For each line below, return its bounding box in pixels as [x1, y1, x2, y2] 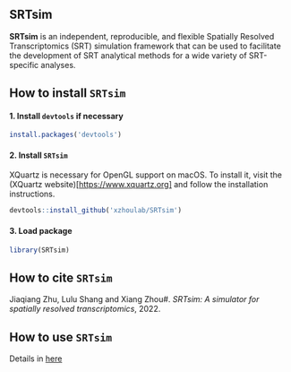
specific [9, 59, 39, 70]
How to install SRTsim [9, 85, 126, 101]
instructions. [9, 188, 56, 200]
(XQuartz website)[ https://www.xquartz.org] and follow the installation [9, 179, 269, 190]
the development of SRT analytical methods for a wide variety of [9, 49, 248, 61]
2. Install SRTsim [9, 150, 69, 160]
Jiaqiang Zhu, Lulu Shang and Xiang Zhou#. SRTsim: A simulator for [9, 294, 260, 305]
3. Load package [9, 225, 73, 236]
